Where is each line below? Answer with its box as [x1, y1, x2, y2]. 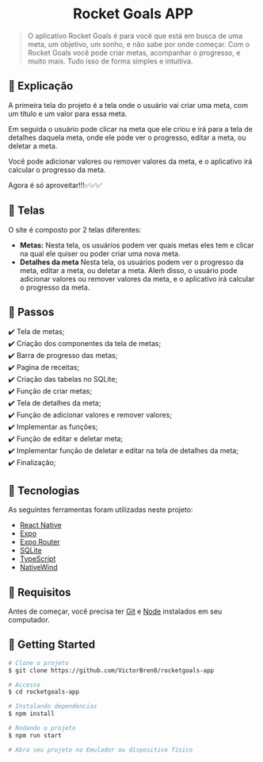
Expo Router [19, 537, 61, 547]
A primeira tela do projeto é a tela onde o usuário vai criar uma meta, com [8, 100, 248, 110]
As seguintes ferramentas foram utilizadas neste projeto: [8, 505, 193, 514]
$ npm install [8, 710, 55, 718]
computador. [8, 615, 50, 624]
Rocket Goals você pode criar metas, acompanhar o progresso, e [27, 48, 241, 57]
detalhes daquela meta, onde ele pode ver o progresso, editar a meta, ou [8, 133, 247, 142]
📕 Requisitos [8, 585, 71, 599]
